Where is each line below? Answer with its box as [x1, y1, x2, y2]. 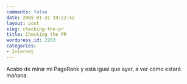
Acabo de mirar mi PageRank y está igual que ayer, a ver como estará [6, 65, 181, 72]
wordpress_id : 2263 [6, 37, 56, 43]
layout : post [6, 20, 40, 26]
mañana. [6, 71, 29, 79]
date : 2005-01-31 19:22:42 [6, 15, 75, 21]
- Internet [6, 49, 34, 55]
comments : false [6, 9, 48, 15]
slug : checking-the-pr [6, 26, 64, 32]
